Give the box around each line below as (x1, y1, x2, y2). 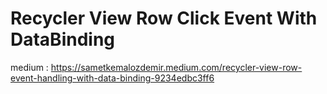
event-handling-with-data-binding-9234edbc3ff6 (10, 72, 215, 84)
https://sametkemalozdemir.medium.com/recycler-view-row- (50, 61, 303, 73)
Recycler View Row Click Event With (10, 7, 318, 30)
